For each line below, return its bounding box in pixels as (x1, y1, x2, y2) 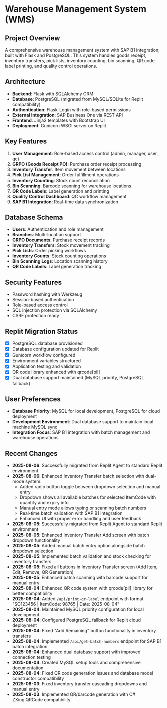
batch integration (12, 644, 48, 650)
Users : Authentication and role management (12, 226, 104, 232)
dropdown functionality (12, 537, 61, 543)
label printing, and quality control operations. (5, 63, 97, 69)
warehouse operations (12, 435, 59, 441)
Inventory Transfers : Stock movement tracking (12, 242, 110, 248)
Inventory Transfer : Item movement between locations (12, 166, 126, 172)
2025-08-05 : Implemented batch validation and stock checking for (12, 553, 151, 559)
